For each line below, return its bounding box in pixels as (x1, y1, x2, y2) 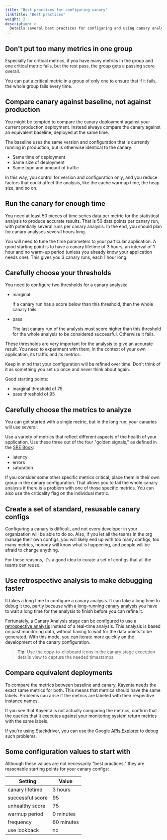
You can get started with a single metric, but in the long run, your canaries (5, 419, 157, 425)
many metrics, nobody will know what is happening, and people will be (5, 542, 150, 547)
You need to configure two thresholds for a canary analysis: (5, 282, 128, 288)
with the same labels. (5, 718, 49, 724)
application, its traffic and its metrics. (5, 352, 81, 358)
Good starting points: (5, 376, 49, 382)
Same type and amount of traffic (12, 164, 80, 170)
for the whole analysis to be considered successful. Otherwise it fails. (12, 331, 155, 337)
